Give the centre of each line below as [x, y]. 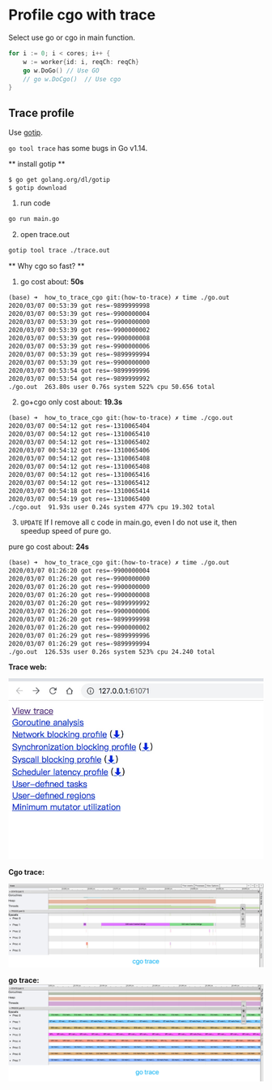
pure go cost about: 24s [49, 547]
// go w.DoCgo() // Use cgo [72, 79]
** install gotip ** [37, 164]
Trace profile [41, 112]
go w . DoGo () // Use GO [61, 71]
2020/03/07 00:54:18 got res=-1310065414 [79, 491]
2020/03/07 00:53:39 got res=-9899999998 [79, 305]
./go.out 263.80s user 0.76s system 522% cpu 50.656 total [112, 387]
